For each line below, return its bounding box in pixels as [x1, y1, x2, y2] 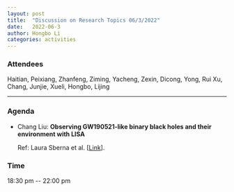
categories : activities [7, 36, 77, 43]
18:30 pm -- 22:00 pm [7, 177, 71, 185]
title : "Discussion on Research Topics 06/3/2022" [7, 17, 160, 24]
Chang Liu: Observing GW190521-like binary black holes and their [17, 122, 212, 131]
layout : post [7, 10, 45, 17]
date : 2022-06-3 [7, 23, 61, 30]
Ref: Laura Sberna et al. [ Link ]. [17, 143, 105, 152]
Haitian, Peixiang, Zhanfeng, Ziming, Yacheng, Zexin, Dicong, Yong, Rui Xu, [7, 75, 223, 84]
